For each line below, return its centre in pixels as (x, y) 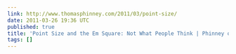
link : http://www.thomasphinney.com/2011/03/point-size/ (92, 14)
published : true (31, 27)
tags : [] (20, 40)
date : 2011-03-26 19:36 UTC (48, 20)
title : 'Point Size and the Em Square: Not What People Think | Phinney (116, 33)
